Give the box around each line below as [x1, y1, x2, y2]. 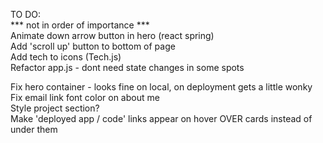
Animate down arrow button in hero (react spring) [10, 30, 215, 41]
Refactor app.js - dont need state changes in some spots [10, 62, 245, 73]
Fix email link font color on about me [10, 92, 160, 103]
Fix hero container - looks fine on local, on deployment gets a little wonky [10, 81, 313, 93]
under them [10, 124, 58, 135]
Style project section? [10, 102, 100, 114]
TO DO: [10, 9, 42, 20]
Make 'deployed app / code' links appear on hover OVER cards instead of [10, 113, 313, 124]
